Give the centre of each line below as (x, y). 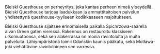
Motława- (145, 42)
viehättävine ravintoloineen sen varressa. (54, 47)
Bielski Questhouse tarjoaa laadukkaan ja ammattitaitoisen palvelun (72, 12)
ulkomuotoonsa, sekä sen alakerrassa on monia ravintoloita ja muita (73, 36)
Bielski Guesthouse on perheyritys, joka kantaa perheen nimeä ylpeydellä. (79, 7)
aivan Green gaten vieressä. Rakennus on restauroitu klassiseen (69, 31)
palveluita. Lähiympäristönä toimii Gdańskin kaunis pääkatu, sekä (70, 42)
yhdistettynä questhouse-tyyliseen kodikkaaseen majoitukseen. (69, 17)
